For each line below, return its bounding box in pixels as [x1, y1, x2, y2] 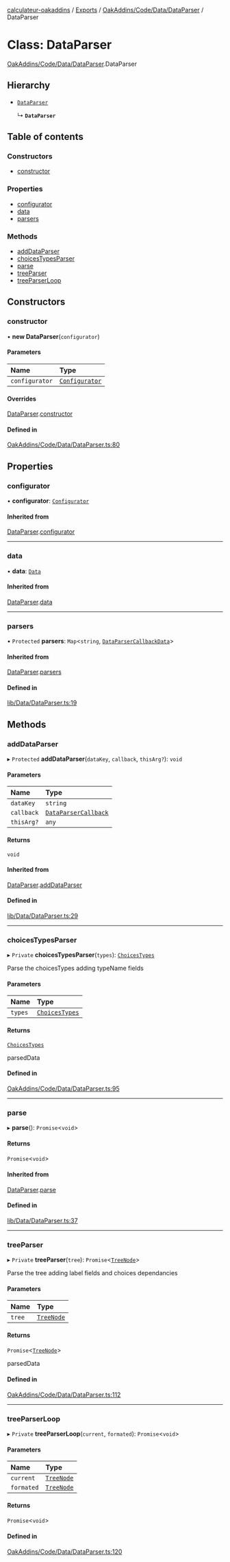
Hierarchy [7, 80, 51, 91]
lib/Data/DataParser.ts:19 [7, 699, 77, 707]
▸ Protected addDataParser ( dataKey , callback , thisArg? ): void [7, 755, 183, 764]
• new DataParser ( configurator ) [7, 332, 101, 340]
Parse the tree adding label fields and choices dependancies [7, 1269, 178, 1277]
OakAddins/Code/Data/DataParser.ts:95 [7, 1084, 120, 1093]
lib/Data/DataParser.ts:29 [7, 912, 79, 920]
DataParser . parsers [7, 668, 62, 676]
